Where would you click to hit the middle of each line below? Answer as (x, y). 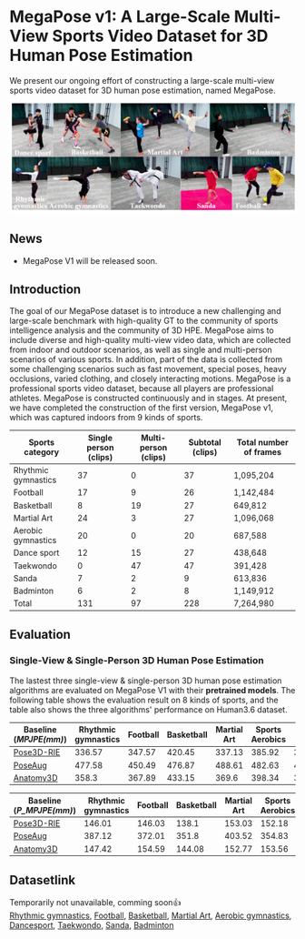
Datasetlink (42, 880)
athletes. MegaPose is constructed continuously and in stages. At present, (148, 399)
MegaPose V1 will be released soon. (90, 260)
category (42, 452)
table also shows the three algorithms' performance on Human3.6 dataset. (148, 709)
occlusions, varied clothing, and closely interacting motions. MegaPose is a (150, 379)
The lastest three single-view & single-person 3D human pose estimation (146, 681)
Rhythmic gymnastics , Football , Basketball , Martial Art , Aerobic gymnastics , (151, 915)
